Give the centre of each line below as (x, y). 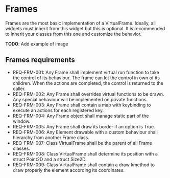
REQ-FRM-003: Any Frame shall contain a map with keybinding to (82, 105)
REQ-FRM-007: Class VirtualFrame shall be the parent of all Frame (82, 143)
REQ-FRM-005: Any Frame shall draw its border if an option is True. (84, 126)
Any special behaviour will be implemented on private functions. (80, 99)
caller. (19, 88)
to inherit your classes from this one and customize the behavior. (74, 34)
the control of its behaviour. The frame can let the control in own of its (86, 78)
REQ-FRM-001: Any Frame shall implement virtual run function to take (86, 72)
